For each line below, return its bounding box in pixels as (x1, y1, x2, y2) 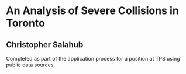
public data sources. (6, 61, 56, 68)
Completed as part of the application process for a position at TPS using (6, 55, 180, 62)
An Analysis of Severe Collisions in (6, 4, 180, 17)
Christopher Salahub (6, 40, 84, 50)
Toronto (6, 16, 46, 30)
